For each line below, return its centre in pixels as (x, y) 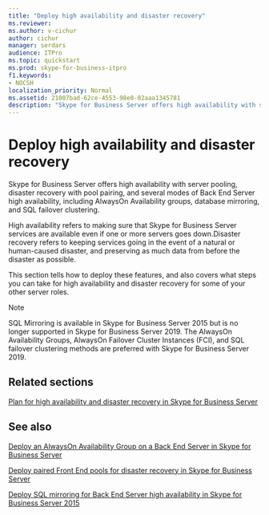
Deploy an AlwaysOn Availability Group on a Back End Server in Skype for (130, 446)
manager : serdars (37, 46)
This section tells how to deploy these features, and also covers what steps (132, 275)
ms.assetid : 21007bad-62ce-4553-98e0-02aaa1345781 (94, 98)
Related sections (51, 382)
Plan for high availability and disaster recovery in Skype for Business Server (133, 401)
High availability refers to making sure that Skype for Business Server (123, 225)
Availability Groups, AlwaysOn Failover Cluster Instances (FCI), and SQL (126, 340)
